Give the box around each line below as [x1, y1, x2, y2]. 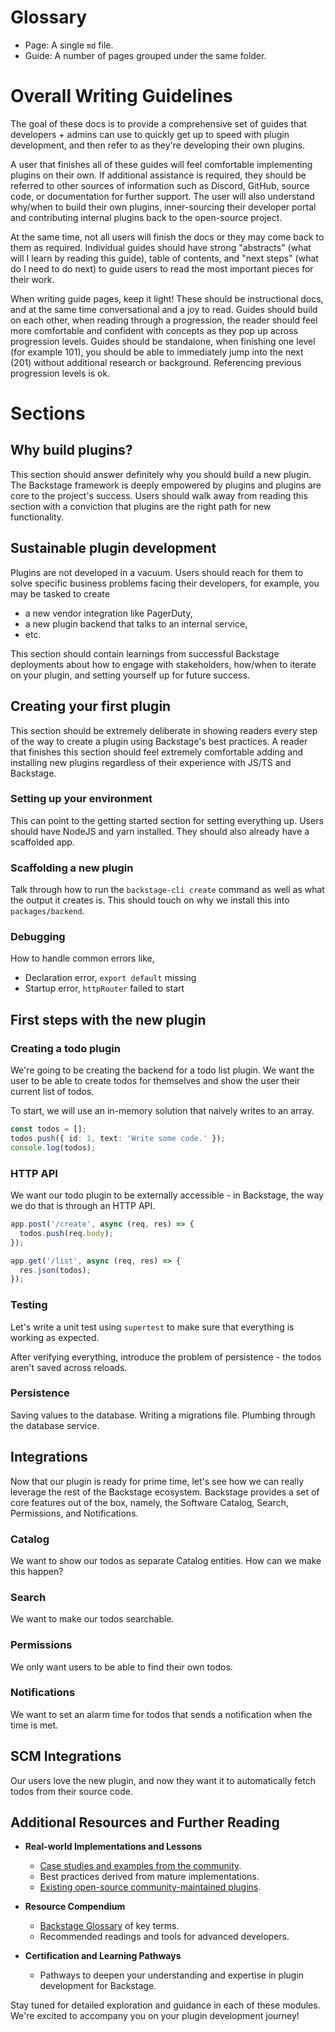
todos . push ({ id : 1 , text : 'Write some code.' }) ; [10, 1133, 226, 1143]
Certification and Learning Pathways [24, 1950, 182, 1962]
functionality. [10, 511, 65, 523]
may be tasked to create [10, 587, 110, 600]
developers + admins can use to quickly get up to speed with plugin [10, 128, 290, 140]
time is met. [10, 1719, 59, 1731]
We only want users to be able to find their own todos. [10, 1661, 233, 1673]
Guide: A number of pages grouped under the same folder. [24, 49, 267, 61]
